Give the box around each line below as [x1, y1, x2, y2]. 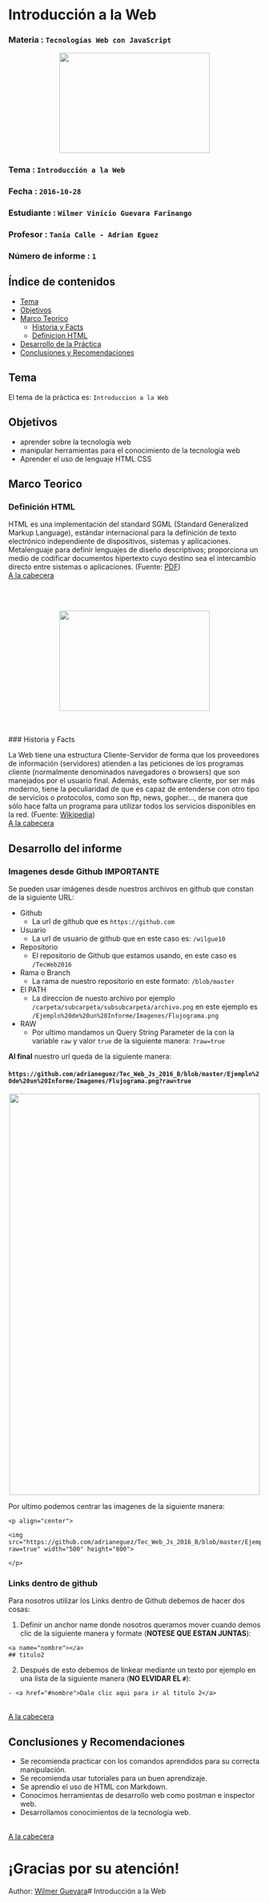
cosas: [8, 1604, 30, 1614]
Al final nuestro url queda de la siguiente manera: [8, 1051, 172, 1061]
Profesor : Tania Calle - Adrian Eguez [8, 229, 159, 240]
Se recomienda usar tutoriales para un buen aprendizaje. [19, 1774, 208, 1783]
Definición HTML [8, 501, 76, 512]
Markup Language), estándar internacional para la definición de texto [8, 528, 237, 538]
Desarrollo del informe [8, 841, 122, 856]
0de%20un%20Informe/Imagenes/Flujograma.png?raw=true [8, 1077, 192, 1085]
